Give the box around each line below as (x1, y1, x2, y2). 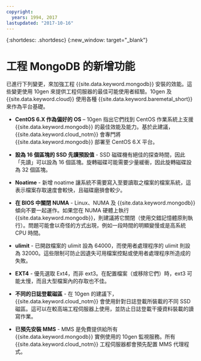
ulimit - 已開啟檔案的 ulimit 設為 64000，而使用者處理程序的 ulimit (14, 242, 179, 250)
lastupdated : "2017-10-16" (6, 20, 74, 26)
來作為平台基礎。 (6, 103, 49, 110)
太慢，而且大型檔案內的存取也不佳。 (20, 277, 110, 285)
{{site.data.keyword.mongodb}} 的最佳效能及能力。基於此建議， (14, 123, 174, 131)
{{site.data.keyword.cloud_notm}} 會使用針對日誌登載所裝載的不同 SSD (14, 298, 191, 305)
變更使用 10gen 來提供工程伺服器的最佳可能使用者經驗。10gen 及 (11, 88, 172, 95)
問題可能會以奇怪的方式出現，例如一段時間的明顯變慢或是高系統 (28, 222, 186, 229)
